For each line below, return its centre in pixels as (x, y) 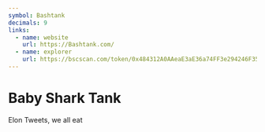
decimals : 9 (28, 23)
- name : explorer (44, 52)
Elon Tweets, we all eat (45, 119)
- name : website (42, 37)
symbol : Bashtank (37, 15)
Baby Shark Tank (65, 98)
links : (19, 30)
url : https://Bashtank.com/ (68, 45)
